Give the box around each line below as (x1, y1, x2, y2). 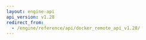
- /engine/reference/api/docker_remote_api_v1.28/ (11, 25, 141, 31)
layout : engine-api (6, 8, 55, 15)
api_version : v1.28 (6, 14, 55, 20)
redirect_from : (6, 19, 44, 25)
